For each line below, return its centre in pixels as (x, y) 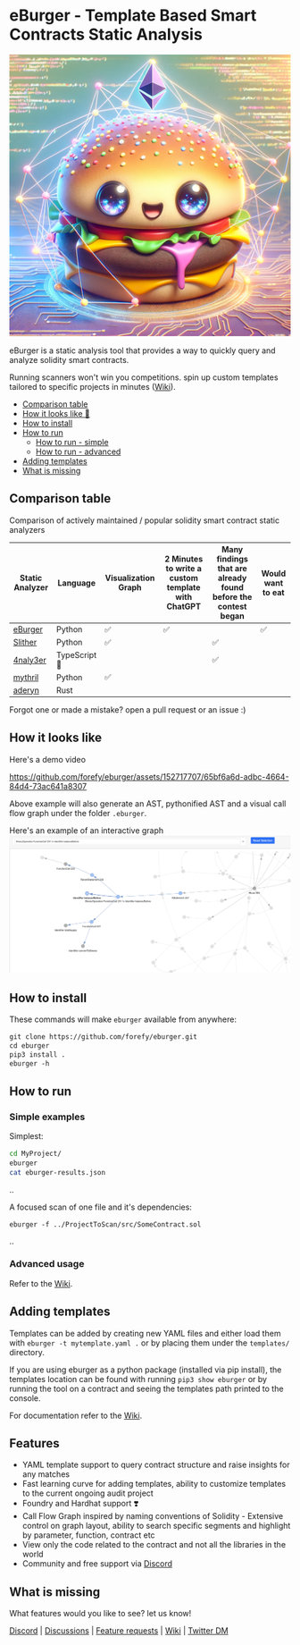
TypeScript (77, 655)
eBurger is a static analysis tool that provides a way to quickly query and (142, 350)
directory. (27, 1352)
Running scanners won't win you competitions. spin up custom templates (144, 377)
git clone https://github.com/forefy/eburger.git (104, 1037)
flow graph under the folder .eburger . (78, 813)
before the (233, 597)
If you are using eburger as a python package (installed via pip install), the (146, 1370)
